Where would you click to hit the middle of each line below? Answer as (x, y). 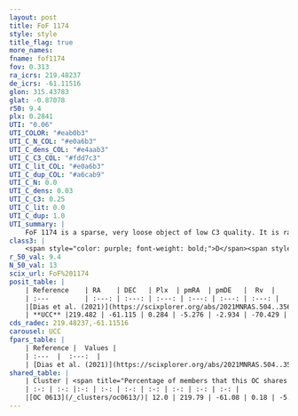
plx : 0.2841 (31, 116)
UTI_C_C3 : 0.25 (37, 200)
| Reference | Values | (71, 348)
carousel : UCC (35, 332)
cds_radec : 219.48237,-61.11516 (69, 324)
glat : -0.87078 (37, 100)
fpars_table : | (37, 340)
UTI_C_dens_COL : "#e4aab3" (59, 149)
